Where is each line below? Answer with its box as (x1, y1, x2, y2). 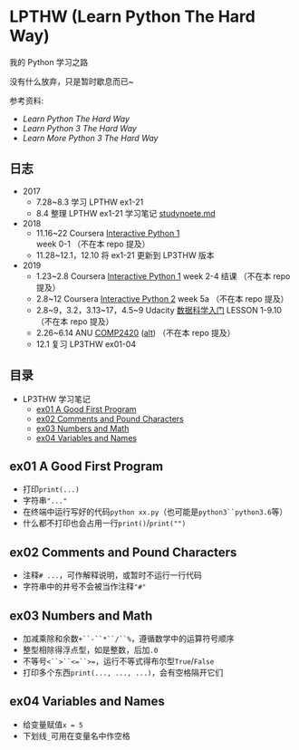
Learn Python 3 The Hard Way (22, 122, 138, 133)
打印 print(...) (22, 484, 80, 495)
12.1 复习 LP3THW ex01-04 (35, 338, 137, 350)
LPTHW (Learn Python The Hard (9, 6, 256, 27)
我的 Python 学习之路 (9, 56, 89, 67)
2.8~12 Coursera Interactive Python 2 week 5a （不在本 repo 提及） (35, 293, 289, 304)
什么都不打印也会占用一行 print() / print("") (22, 518, 187, 529)
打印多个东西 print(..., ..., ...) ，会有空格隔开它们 (22, 668, 224, 678)
